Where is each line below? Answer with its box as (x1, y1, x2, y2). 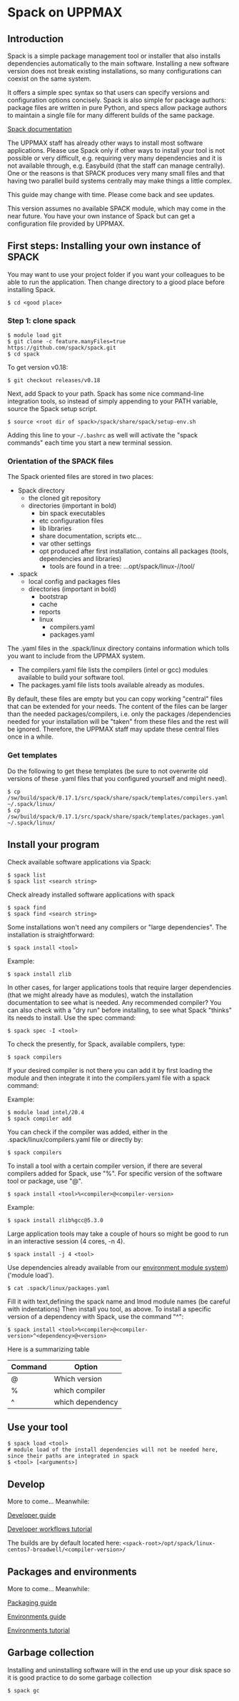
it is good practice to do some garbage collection (7, 1673, 152, 1682)
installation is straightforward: (7, 930, 95, 939)
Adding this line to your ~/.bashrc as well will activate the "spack (7, 431, 198, 440)
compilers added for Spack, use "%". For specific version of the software (7, 1169, 223, 1178)
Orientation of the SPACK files (7, 456, 114, 466)
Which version (54, 1373, 102, 1383)
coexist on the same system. (7, 74, 91, 83)
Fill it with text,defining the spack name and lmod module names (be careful (7, 1297, 230, 1306)
